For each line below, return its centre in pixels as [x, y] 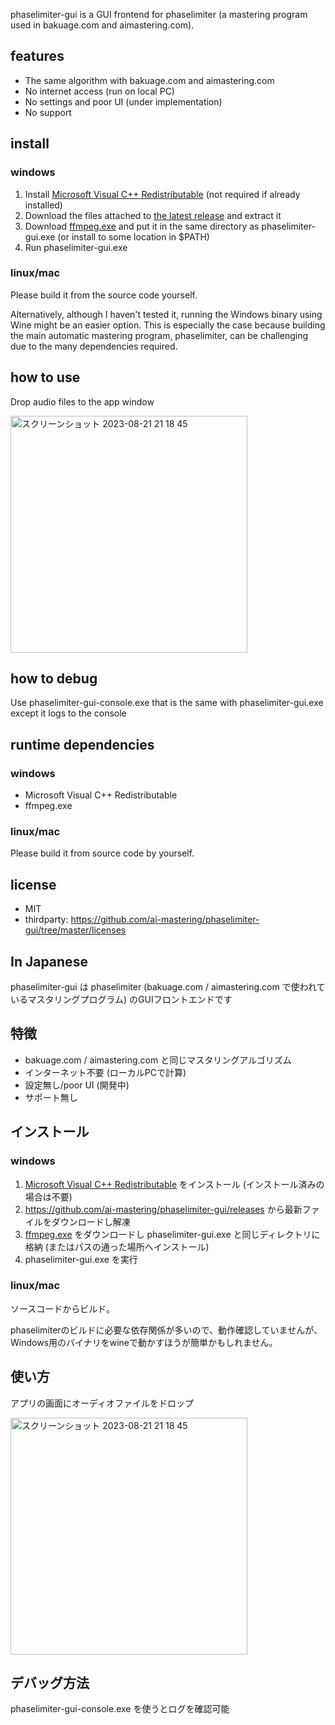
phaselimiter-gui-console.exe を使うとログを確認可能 [120, 1709]
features [37, 56]
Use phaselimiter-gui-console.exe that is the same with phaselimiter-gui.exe [167, 703]
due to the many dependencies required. [94, 346]
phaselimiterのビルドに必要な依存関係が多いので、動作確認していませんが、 [166, 1330]
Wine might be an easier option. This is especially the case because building [168, 325]
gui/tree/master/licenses [75, 930]
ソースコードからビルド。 [63, 1308]
